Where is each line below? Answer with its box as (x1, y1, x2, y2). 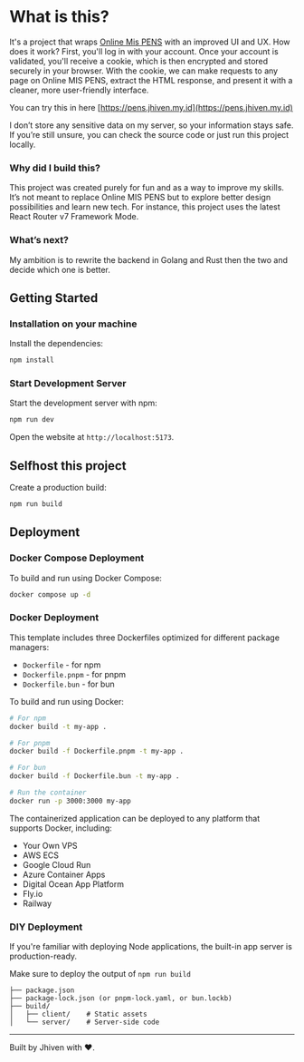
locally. (9, 139, 36, 150)
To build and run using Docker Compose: (9, 572, 163, 583)
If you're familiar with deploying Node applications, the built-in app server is (9, 941, 292, 952)
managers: (9, 641, 50, 652)
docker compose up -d (9, 589, 91, 599)
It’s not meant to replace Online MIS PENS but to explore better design (9, 192, 271, 203)
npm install (9, 356, 54, 365)
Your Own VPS (22, 840, 79, 851)
